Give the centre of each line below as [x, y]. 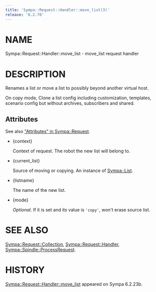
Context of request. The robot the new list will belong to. [71, 151]
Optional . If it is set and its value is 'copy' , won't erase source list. [81, 210]
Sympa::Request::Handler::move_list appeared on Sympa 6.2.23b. [74, 284]
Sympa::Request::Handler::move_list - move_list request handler [72, 54]
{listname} [23, 181]
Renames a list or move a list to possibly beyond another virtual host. [77, 88]
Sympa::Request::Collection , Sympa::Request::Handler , [63, 244]
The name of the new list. [39, 190]
